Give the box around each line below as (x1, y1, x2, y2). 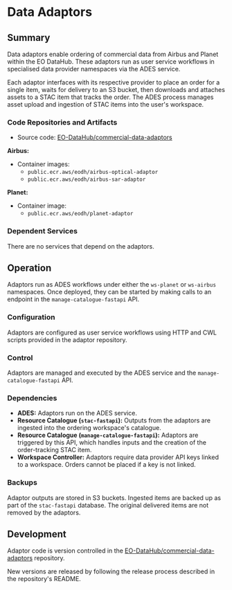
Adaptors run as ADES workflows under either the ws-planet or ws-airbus (7, 280, 217, 289)
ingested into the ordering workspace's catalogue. (17, 424, 161, 432)
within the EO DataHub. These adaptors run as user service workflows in (7, 57, 215, 66)
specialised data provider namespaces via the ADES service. (7, 65, 181, 73)
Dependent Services (7, 226, 78, 236)
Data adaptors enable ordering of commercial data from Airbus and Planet (7, 50, 219, 58)
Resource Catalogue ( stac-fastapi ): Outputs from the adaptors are (17, 416, 211, 424)
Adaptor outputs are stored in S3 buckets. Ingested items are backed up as (7, 493, 222, 502)
